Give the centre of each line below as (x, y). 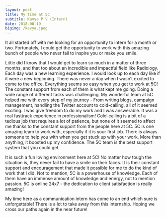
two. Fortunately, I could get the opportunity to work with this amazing (77, 48)
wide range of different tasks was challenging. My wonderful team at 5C (79, 95)
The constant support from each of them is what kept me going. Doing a (79, 89)
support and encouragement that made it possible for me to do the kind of (81, 168)
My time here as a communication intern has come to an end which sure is (81, 199)
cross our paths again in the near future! (46, 210)
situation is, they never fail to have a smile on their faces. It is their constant (82, 163)
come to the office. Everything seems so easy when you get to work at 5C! (82, 84)
